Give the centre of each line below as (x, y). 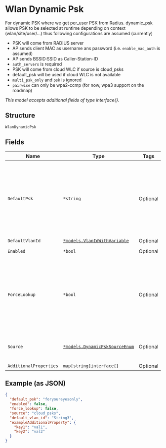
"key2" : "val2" (30, 432)
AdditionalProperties (33, 366)
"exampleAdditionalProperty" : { (43, 422)
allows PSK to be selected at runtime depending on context (65, 28)
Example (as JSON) (35, 383)
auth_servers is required (37, 64)
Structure (20, 116)
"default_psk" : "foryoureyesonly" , (46, 399)
